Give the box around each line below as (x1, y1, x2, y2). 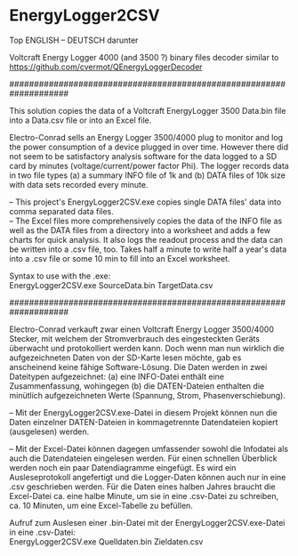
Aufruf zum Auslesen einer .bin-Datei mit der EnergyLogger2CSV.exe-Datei (9, 517, 286, 528)
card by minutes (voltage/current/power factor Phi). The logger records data (9, 160, 289, 171)
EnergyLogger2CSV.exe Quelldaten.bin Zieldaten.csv (9, 536, 204, 547)
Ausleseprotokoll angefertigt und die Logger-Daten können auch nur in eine (9, 471, 286, 482)
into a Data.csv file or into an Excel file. (9, 115, 152, 125)
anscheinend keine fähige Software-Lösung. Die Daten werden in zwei (9, 361, 268, 372)
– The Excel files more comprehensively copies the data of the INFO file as (9, 215, 283, 226)
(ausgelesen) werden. (9, 426, 90, 437)
